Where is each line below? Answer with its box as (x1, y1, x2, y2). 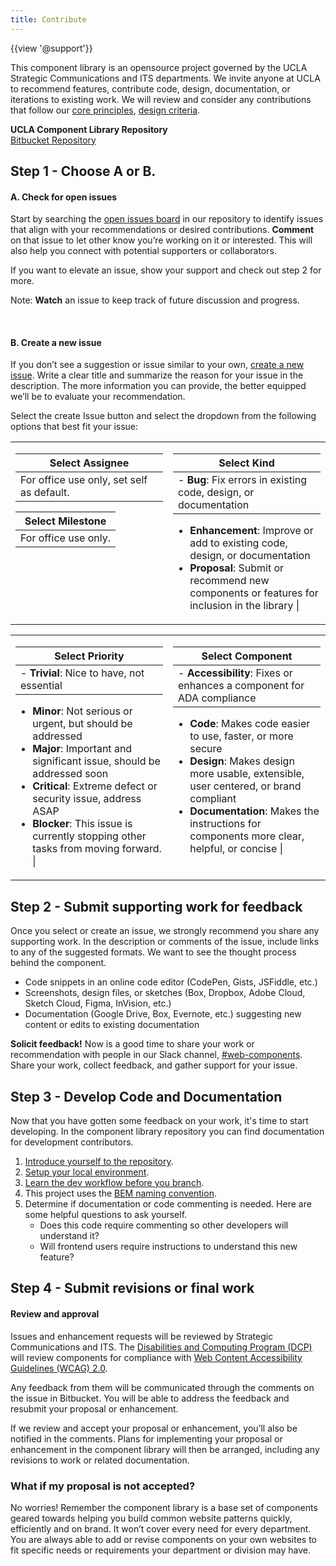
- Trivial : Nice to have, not (20, 666, 145, 680)
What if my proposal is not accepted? (10, 1479, 196, 1493)
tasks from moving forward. (32, 842, 162, 856)
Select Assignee (49, 456, 130, 470)
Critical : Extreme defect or (32, 779, 158, 793)
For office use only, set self (20, 473, 148, 487)
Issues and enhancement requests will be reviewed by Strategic (10, 1330, 274, 1342)
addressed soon (32, 767, 109, 781)
